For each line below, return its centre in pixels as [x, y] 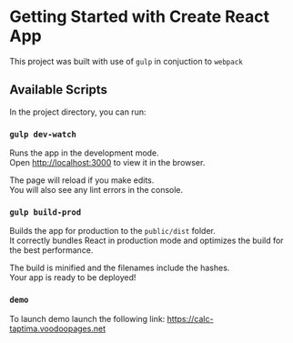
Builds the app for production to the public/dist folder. [112, 231]
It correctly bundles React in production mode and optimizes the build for [146, 241]
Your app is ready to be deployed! [73, 277]
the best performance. [51, 250]
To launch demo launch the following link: [87, 318]
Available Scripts [58, 90]
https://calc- [190, 318]
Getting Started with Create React [140, 17]
